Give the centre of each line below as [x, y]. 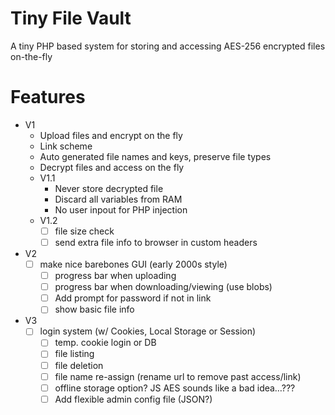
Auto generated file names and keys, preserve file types [155, 156]
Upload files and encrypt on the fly [111, 135]
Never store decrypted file [109, 188]
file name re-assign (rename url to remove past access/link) [178, 376]
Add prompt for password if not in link [133, 298]
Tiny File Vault [71, 18]
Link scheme [66, 146]
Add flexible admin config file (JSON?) [133, 399]
